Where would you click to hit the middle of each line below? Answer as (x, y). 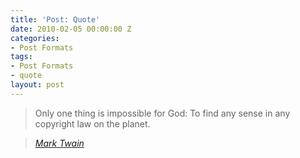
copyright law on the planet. (92, 123)
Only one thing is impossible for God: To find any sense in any (162, 113)
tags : (21, 57)
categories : (35, 38)
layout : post (37, 85)
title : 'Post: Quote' (55, 19)
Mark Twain (59, 143)
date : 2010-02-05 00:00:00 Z (71, 29)
